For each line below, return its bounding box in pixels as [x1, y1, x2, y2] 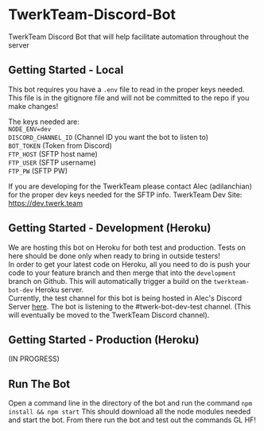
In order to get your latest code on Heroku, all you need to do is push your [8, 259, 250, 269]
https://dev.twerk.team [8, 198, 83, 208]
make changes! [8, 101, 59, 111]
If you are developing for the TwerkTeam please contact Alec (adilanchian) [8, 181, 253, 191]
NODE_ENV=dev [8, 125, 52, 133]
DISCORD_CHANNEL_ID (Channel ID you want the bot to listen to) [8, 132, 209, 142]
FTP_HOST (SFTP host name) [8, 149, 98, 158]
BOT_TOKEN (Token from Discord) [8, 141, 113, 150]
